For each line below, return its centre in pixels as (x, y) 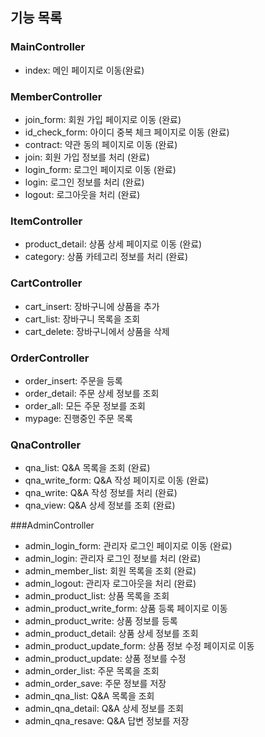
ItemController (46, 221)
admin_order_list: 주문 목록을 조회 (92, 671)
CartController (46, 283)
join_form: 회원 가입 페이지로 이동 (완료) (103, 119)
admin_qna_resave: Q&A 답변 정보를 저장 (107, 721)
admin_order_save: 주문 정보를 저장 (95, 684)
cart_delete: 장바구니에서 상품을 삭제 (97, 331)
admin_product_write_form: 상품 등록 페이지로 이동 (126, 609)
